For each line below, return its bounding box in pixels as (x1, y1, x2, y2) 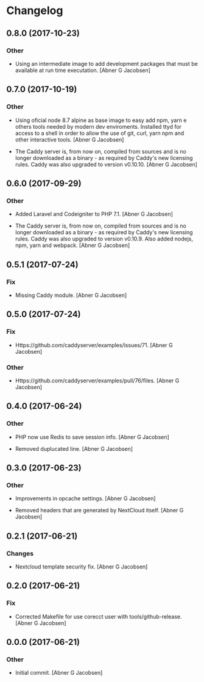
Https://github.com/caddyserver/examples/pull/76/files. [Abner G (15, 376, 180, 384)
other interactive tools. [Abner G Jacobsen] (15, 135, 124, 143)
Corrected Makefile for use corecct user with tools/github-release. (15, 612, 182, 620)
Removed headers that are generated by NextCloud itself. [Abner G (15, 507, 184, 514)
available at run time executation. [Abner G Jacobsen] (15, 66, 151, 74)
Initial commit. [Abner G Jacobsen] (15, 669, 103, 677)
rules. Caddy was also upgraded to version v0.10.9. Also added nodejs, (15, 235, 194, 243)
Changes (6, 549, 34, 558)
